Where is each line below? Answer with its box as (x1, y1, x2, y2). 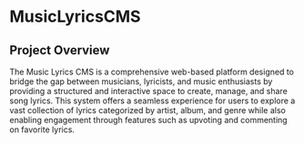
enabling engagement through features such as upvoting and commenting (9, 115, 289, 125)
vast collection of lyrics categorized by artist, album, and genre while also (9, 105, 287, 115)
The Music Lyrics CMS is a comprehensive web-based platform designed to (9, 66, 294, 77)
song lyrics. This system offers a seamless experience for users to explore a (9, 95, 296, 106)
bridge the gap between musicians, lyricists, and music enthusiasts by (9, 76, 273, 87)
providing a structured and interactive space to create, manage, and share (9, 86, 289, 96)
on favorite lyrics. (9, 124, 76, 135)
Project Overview (9, 43, 110, 58)
